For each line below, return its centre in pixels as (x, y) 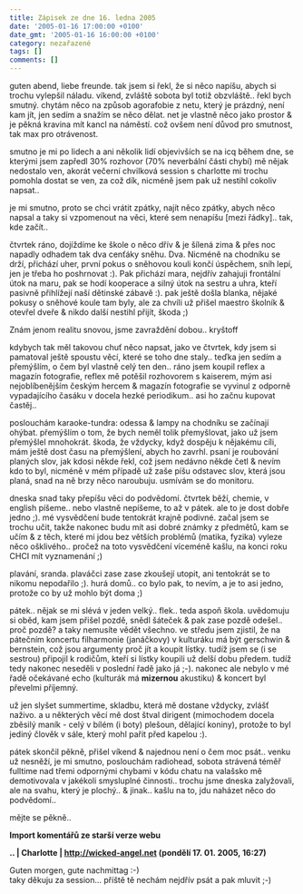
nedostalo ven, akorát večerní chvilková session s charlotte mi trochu (139, 171)
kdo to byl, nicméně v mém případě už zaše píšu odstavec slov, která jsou (147, 471)
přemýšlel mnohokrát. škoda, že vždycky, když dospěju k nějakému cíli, (143, 442)
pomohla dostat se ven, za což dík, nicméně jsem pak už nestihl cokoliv (143, 181)
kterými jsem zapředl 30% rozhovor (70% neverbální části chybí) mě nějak (149, 161)
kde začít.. (29, 227)
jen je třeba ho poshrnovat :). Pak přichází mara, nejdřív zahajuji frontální (145, 274)
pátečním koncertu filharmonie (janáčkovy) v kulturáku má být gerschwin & (150, 639)
